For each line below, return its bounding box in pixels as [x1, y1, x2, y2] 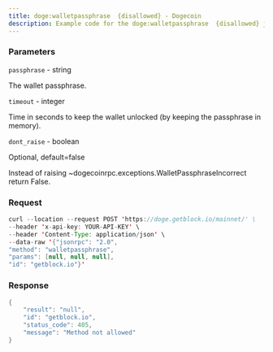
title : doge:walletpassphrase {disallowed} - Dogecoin [8, 11, 201, 20]
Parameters [8, 46, 55, 58]
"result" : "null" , [23, 306, 85, 314]
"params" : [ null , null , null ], [8, 253, 115, 261]
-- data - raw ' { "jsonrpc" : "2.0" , [8, 237, 118, 246]
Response [8, 280, 49, 291]
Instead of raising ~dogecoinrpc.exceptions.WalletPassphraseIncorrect [8, 167, 247, 177]
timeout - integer [8, 96, 65, 106]
